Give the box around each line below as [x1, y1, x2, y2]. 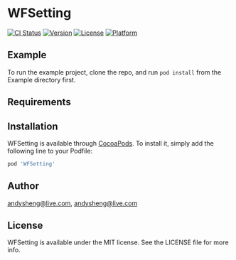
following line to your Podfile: [7, 146, 93, 155]
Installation [7, 120, 58, 132]
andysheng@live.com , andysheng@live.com [7, 199, 138, 207]
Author [7, 180, 39, 193]
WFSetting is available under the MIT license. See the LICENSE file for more [7, 238, 229, 247]
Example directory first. [7, 75, 76, 84]
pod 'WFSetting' [7, 160, 55, 168]
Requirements [7, 96, 71, 108]
